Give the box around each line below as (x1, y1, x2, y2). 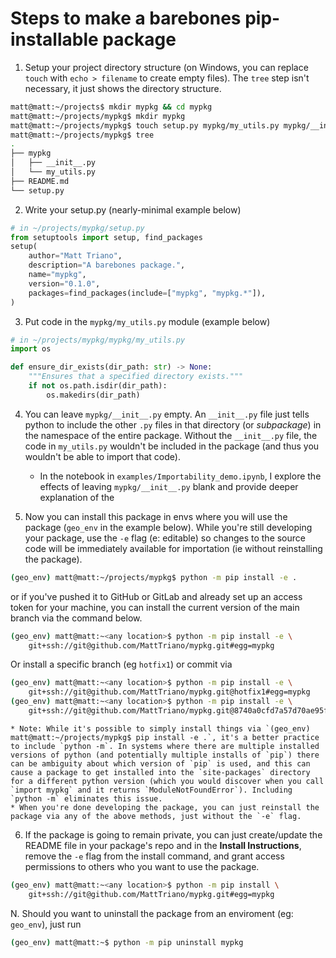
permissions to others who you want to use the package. (24, 860, 260, 872)
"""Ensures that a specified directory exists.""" (28, 372, 244, 382)
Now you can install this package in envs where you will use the (24, 510, 288, 522)
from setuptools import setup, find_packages (10, 232, 203, 242)
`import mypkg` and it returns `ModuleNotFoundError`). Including (10, 785, 293, 795)
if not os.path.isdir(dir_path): (28, 381, 168, 391)
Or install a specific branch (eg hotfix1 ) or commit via (10, 658, 233, 671)
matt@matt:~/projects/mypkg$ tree (10, 130, 155, 140)
